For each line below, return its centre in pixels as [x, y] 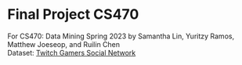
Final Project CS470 [73, 14]
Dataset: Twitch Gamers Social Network [72, 52]
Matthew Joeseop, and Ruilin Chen [64, 44]
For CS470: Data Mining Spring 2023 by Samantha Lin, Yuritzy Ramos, [121, 36]
